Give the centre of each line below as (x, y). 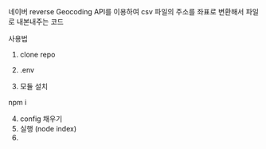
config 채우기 (41, 119)
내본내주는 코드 (40, 22)
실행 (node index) (48, 129)
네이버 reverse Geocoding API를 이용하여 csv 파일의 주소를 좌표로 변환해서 (126, 12)
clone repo (37, 55)
